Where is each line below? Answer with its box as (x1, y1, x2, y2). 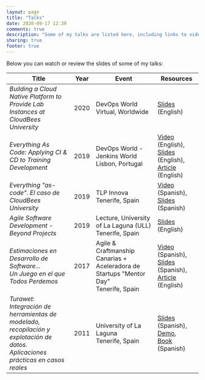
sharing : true (6, 37, 43, 43)
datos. (9, 340, 28, 349)
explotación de (9, 332, 52, 341)
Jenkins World (95, 152, 137, 160)
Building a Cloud (9, 84, 57, 93)
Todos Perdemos (9, 277, 59, 285)
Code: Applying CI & (9, 148, 68, 156)
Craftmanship (95, 246, 135, 255)
